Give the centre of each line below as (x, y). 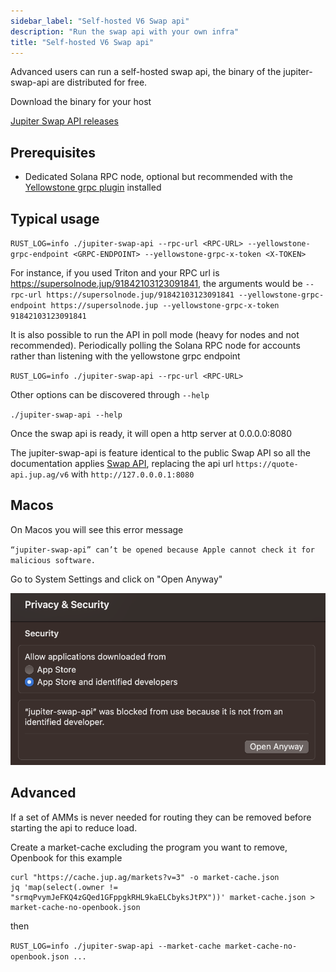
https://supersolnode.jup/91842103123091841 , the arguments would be (156, 283)
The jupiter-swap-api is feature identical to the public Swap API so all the (160, 453)
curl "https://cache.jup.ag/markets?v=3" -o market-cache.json (145, 877)
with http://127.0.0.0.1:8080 (133, 474)
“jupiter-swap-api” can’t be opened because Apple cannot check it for (162, 550)
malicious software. (53, 560)
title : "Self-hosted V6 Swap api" (82, 42)
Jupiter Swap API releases (64, 121)
